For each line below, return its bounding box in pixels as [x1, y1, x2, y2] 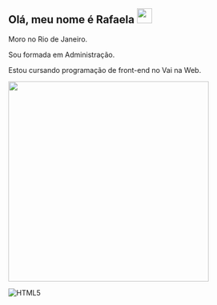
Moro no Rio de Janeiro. [8, 34, 88, 44]
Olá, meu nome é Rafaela [8, 13, 135, 26]
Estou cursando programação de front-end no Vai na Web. [8, 65, 202, 74]
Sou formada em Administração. [8, 50, 115, 59]
